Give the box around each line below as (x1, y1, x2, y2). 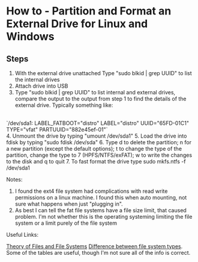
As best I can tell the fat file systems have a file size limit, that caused (14, 207, 187, 214)
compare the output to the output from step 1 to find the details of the (14, 95, 187, 102)
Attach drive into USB (14, 82, 68, 90)
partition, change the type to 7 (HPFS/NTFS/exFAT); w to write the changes (6, 151, 193, 159)
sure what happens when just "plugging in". (14, 200, 123, 207)
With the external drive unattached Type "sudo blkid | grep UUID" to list (14, 70, 192, 76)
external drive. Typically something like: (14, 102, 113, 109)
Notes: (6, 176, 23, 183)
